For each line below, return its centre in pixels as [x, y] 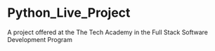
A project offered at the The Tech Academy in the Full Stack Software [108, 32]
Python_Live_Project [69, 13]
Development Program [40, 39]
